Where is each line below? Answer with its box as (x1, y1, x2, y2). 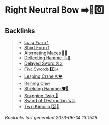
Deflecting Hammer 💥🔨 (24, 55, 71, 61)
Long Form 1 (24, 40, 49, 45)
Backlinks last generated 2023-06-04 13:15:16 (5, 115, 98, 120)
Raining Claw (24, 81, 51, 86)
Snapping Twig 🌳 (24, 93, 58, 98)
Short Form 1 (24, 45, 50, 50)
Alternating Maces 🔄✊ (24, 50, 68, 56)
